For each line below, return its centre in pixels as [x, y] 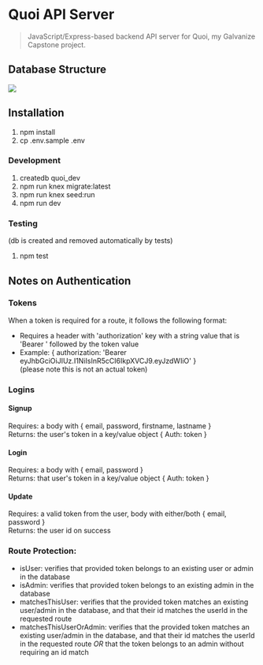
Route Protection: [43, 551]
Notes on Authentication [70, 280]
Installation [36, 113]
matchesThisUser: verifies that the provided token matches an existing [134, 602]
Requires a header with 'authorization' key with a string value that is [130, 335]
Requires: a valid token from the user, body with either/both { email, [117, 514]
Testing [23, 223]
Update [20, 496]
